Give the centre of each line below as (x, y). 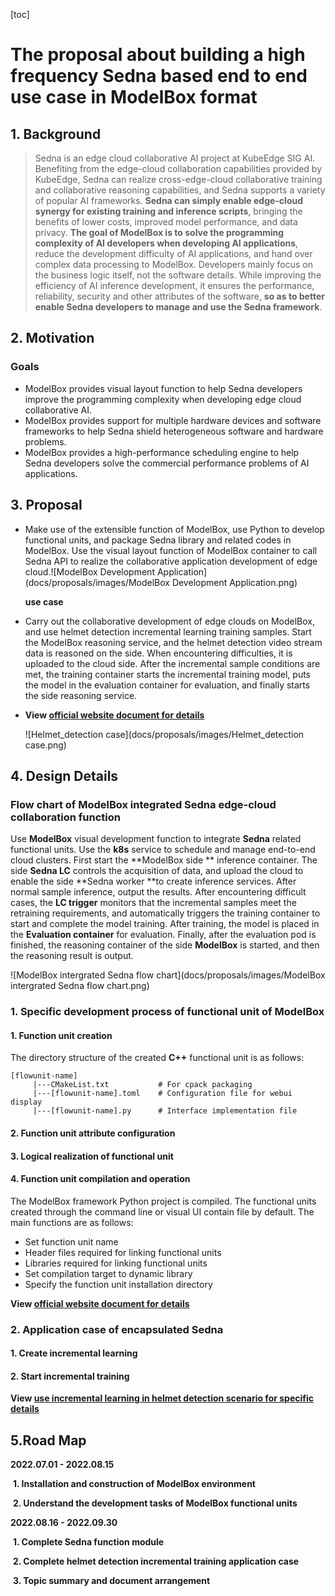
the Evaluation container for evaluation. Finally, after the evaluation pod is (163, 935)
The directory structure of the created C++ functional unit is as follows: (157, 1058)
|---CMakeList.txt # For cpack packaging (142, 1085)
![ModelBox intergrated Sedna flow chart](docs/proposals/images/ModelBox (168, 975)
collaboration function (65, 817)
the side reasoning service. (81, 695)
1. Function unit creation (61, 1035)
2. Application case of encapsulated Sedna (117, 1329)
